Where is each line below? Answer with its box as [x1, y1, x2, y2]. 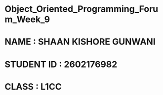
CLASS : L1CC [4, 81, 62, 92]
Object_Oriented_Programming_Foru [4, 3, 159, 15]
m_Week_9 [4, 14, 50, 25]
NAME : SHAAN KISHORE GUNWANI [4, 36, 156, 47]
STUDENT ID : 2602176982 [4, 59, 118, 70]
